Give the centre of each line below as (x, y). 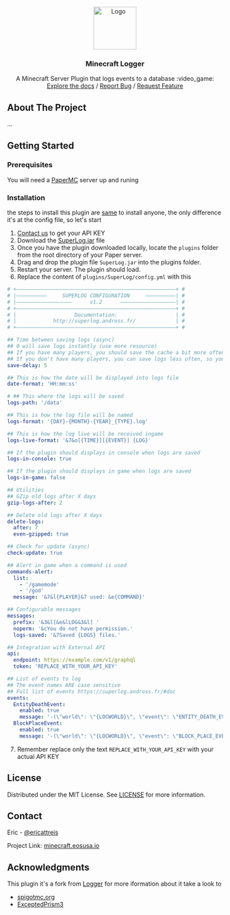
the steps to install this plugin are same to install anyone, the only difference (114, 213)
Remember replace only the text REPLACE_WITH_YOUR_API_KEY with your (115, 749)
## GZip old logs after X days (52, 496)
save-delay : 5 (27, 365)
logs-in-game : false (37, 478)
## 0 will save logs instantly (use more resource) (82, 347)
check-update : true (35, 553)
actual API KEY (38, 756)
